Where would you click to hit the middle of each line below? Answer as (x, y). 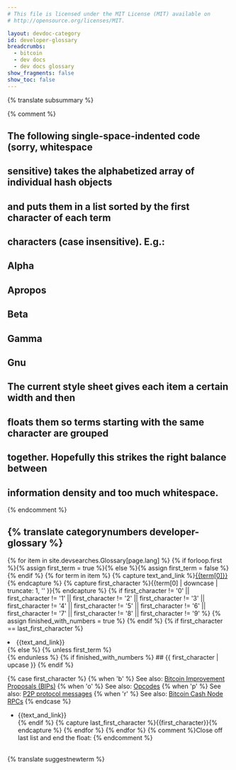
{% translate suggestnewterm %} (56, 759)
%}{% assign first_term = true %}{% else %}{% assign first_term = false (113, 568)
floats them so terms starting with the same (106, 422)
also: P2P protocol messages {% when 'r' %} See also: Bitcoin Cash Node (115, 693)
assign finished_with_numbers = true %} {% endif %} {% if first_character (115, 621)
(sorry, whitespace (50, 147)
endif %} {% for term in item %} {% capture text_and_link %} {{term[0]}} (123, 575)
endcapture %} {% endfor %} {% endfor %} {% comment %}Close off (120, 730)
